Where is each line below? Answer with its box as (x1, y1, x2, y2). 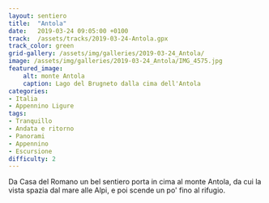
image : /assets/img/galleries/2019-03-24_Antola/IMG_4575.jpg (8, 57, 223, 66)
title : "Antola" (8, 19, 67, 27)
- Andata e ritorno (8, 125, 75, 133)
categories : (8, 87, 49, 95)
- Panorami (8, 132, 45, 140)
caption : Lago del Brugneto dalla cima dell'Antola (23, 79, 201, 87)
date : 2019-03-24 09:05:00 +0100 (8, 27, 129, 35)
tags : (8, 110, 27, 118)
